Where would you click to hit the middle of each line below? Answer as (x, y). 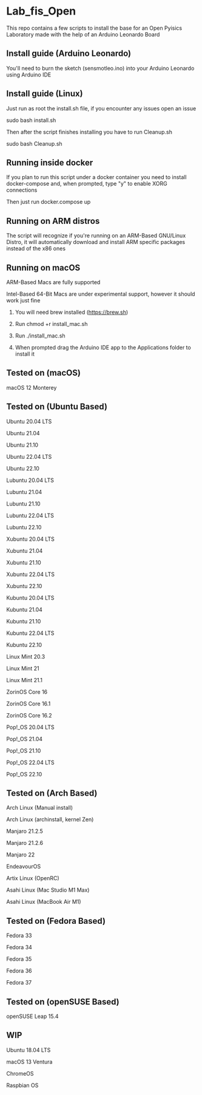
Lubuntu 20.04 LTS (30, 480)
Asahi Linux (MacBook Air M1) (44, 902)
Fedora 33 (19, 935)
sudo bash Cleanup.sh (34, 143)
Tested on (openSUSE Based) (63, 1002)
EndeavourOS (24, 867)
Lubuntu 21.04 (24, 492)
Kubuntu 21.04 (24, 609)
